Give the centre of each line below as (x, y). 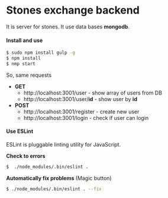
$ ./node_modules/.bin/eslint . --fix (54, 189)
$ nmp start (21, 64)
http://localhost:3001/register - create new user (81, 111)
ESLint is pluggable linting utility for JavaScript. (64, 144)
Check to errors (26, 156)
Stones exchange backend (73, 10)
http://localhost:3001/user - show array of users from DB (93, 93)
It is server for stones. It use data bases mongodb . (68, 27)
